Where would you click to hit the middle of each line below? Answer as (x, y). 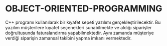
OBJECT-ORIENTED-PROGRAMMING (84, 9)
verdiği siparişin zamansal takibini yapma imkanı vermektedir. (68, 38)
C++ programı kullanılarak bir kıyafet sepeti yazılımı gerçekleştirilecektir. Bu (83, 22)
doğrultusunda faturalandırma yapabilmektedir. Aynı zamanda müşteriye (79, 33)
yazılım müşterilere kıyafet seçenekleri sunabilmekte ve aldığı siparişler (78, 27)
